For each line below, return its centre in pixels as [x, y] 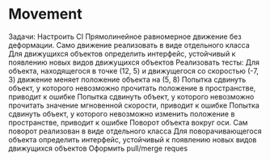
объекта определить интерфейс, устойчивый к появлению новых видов [133, 139]
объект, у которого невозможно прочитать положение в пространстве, [132, 88]
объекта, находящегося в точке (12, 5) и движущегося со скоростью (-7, [133, 70]
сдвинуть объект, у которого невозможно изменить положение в [122, 113]
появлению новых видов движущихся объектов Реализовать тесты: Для [134, 62]
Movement [45, 14]
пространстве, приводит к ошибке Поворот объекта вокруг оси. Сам [128, 122]
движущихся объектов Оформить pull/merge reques [98, 148]
